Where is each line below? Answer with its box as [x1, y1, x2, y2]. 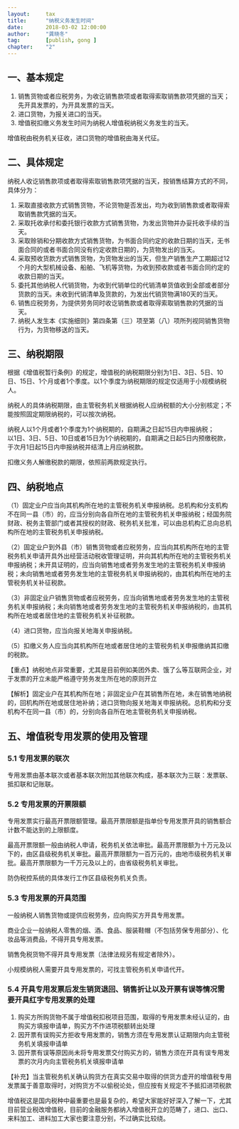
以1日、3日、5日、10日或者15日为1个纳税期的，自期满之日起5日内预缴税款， [7, 434, 230, 442]
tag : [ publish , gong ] [7, 37, 97, 44]
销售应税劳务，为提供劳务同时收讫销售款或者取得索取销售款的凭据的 [17, 298, 218, 307]
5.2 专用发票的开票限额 [7, 799, 87, 809]
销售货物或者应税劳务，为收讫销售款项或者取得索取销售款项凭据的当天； [17, 92, 230, 100]
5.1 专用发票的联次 [7, 753, 70, 763]
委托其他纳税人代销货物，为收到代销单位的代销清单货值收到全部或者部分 [17, 280, 230, 289]
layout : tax [7, 10, 55, 18]
